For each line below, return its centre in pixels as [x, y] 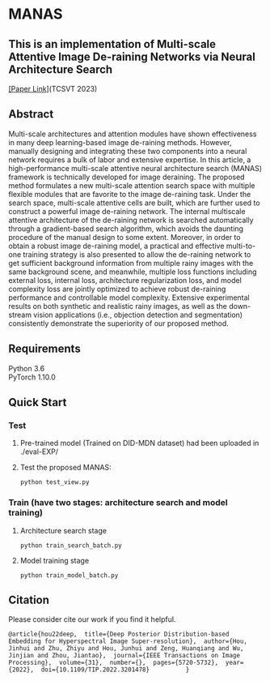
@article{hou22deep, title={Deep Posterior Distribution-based [119, 634]
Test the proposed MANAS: [65, 468]
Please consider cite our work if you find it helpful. [92, 619]
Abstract [31, 114]
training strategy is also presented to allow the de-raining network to [137, 254]
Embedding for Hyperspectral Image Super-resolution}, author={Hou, [128, 641]
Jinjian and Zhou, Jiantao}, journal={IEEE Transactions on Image [124, 656]
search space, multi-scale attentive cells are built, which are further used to [134, 203]
